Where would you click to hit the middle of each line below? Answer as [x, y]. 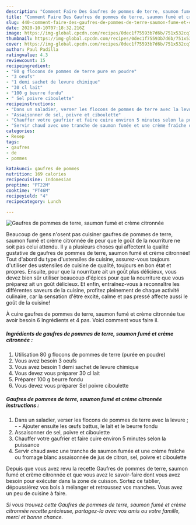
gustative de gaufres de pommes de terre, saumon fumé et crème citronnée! [98, 253]
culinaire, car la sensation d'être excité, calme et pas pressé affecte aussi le [97, 296]
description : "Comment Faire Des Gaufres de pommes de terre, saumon [92, 11]
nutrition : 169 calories [36, 174]
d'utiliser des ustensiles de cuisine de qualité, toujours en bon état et [89, 265]
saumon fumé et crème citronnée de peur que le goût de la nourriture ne [93, 241]
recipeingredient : [28, 66]
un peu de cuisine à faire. [36, 493]
